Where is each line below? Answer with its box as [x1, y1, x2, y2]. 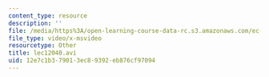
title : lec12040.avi [8, 49, 78, 57]
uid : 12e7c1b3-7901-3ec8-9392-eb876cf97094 [8, 57, 156, 65]
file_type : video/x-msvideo [8, 34, 102, 43]
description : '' [8, 19, 62, 27]
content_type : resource [8, 11, 88, 20]
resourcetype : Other [8, 42, 78, 50]
